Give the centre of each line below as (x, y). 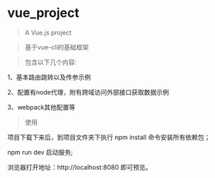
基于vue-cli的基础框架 (57, 47)
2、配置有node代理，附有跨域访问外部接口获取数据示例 (88, 92)
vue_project (43, 13)
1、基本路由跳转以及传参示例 (49, 77)
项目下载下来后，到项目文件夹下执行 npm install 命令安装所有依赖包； (109, 137)
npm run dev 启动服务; (40, 152)
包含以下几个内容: (50, 62)
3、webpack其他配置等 (42, 107)
